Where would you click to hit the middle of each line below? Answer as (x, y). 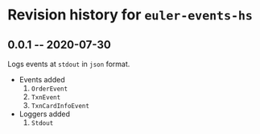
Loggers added (44, 114)
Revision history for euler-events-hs (130, 15)
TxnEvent (46, 98)
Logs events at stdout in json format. (69, 64)
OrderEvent (50, 89)
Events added (42, 80)
